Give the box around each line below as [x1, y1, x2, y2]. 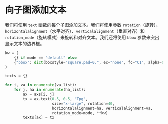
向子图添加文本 [5, 4, 67, 16]
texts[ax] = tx [23, 115, 55, 120]
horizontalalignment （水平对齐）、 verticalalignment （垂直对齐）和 [5, 28, 145, 34]
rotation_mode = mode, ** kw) [52, 110, 108, 115]
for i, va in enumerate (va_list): [5, 83, 77, 88]
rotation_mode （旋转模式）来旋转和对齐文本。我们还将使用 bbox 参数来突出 [5, 34, 160, 40]
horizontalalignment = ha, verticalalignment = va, [52, 106, 153, 111]
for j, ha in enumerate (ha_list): [14, 87, 86, 92]
